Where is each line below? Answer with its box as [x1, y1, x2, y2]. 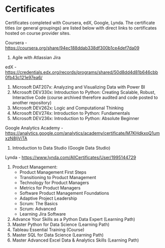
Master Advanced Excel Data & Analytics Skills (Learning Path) [12, 237, 139, 243]
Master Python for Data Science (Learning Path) [12, 221, 110, 227]
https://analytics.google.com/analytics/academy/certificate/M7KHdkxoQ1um [5, 130, 160, 136]
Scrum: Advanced [19, 206, 56, 212]
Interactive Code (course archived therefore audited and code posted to [12, 94, 158, 100]
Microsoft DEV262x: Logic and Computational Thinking [12, 105, 124, 111]
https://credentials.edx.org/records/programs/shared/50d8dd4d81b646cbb [5, 69, 158, 75]
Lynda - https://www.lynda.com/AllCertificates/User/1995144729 [5, 154, 137, 160]
